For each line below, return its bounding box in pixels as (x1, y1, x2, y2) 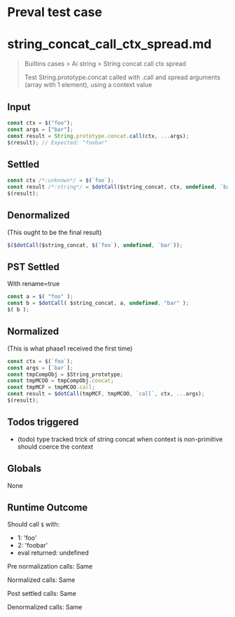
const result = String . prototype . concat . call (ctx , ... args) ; (7, 133, 190, 140)
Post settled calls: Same (7, 590, 77, 598)
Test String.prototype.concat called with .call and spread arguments (24, 73, 221, 81)
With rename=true (7, 280, 60, 288)
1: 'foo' (17, 534, 37, 542)
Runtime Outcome (7, 501, 88, 513)
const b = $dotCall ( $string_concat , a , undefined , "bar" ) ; (7, 299, 190, 307)
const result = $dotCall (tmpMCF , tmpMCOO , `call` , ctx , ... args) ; (7, 391, 205, 398)
